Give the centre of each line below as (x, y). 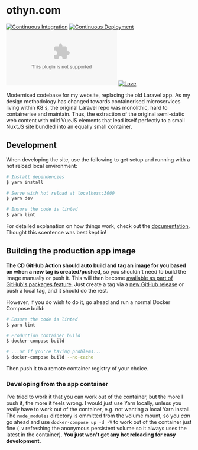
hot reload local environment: (42, 166)
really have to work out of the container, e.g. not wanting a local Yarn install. (98, 410)
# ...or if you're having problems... (54, 352)
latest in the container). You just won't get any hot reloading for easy (91, 435)
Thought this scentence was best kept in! (56, 232)
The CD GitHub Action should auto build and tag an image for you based (96, 265)
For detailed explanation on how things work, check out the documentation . (98, 226)
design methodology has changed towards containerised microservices (93, 101)
